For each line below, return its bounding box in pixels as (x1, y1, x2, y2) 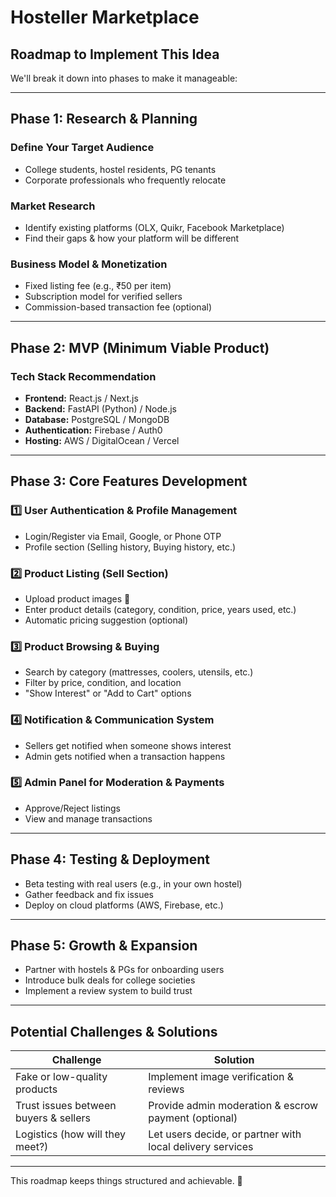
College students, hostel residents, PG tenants (24, 163, 217, 175)
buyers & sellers (15, 1111, 91, 1125)
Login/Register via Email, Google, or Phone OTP (24, 530, 222, 542)
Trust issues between (15, 1099, 117, 1113)
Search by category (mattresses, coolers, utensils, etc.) (24, 666, 254, 678)
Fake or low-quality (15, 1070, 108, 1084)
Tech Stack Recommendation (10, 369, 157, 383)
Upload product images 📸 (24, 592, 131, 605)
